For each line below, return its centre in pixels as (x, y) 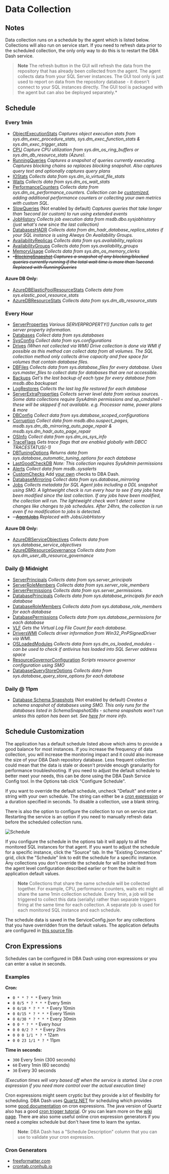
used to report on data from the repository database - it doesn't (83, 82)
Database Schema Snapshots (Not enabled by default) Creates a (80, 700)
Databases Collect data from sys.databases (58, 335)
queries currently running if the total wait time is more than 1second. (83, 262)
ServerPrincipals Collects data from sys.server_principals (72, 579)
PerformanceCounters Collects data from (56, 187)
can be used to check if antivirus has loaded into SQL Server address (85, 649)
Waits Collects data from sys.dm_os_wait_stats (61, 182)
